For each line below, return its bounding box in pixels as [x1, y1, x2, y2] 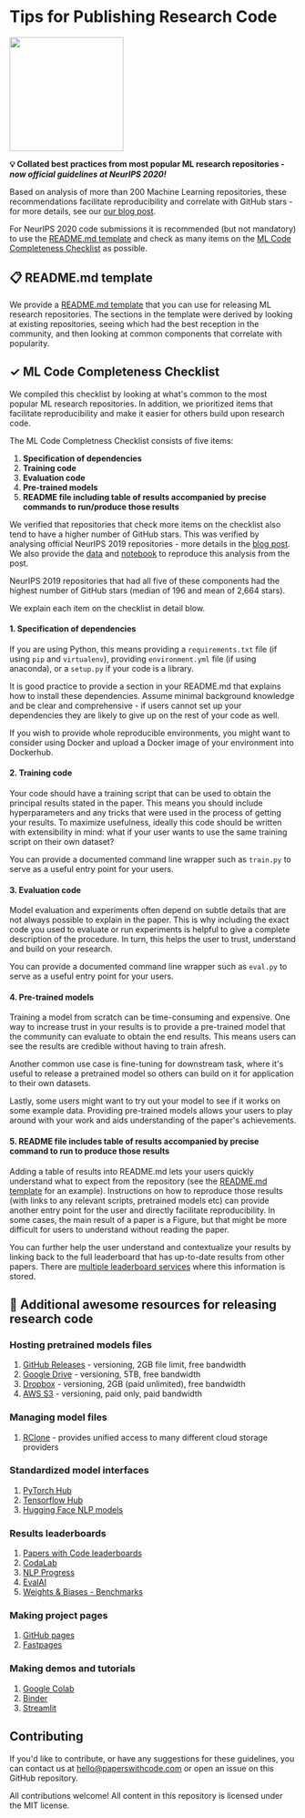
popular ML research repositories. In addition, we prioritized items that [9, 398, 273, 409]
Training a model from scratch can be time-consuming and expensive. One [9, 1012, 291, 1022]
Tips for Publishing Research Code [9, 6, 278, 27]
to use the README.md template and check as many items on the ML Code [9, 232, 291, 243]
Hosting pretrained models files [9, 1338, 152, 1351]
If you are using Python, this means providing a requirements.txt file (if [9, 643, 278, 654]
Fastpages [22, 1639, 63, 1650]
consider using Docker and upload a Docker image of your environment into [9, 736, 294, 748]
